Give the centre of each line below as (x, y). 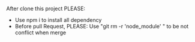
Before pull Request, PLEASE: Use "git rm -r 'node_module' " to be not (102, 26)
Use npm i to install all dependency (58, 20)
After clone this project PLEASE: (46, 9)
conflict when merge (40, 33)
